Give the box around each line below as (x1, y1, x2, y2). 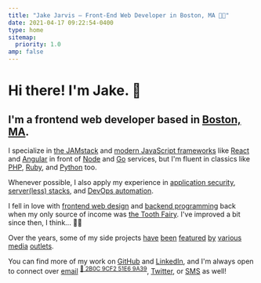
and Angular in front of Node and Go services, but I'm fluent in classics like (8, 154, 251, 163)
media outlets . (8, 241, 54, 251)
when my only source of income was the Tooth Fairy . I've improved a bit (8, 209, 241, 219)
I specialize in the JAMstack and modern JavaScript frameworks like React (8, 146, 249, 155)
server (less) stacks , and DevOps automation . (8, 186, 154, 195)
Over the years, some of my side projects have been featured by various (8, 233, 242, 242)
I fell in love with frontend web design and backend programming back (8, 201, 237, 210)
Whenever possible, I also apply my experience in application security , (8, 178, 236, 187)
